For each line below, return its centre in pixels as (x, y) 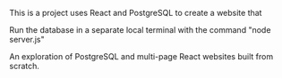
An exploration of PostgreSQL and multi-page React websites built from (141, 56)
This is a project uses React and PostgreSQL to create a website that (136, 13)
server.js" (27, 39)
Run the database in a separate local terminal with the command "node (140, 30)
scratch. (25, 66)
